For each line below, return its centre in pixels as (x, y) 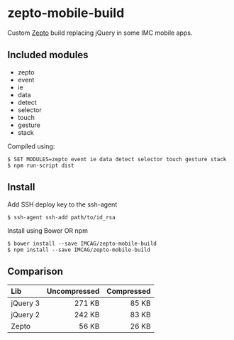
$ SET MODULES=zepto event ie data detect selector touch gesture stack (117, 159)
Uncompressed (73, 291)
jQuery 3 (26, 303)
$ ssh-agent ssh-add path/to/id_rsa (61, 217)
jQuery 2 (26, 315)
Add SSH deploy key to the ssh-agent (62, 204)
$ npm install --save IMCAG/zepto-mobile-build (79, 250)
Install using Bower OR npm (48, 230)
